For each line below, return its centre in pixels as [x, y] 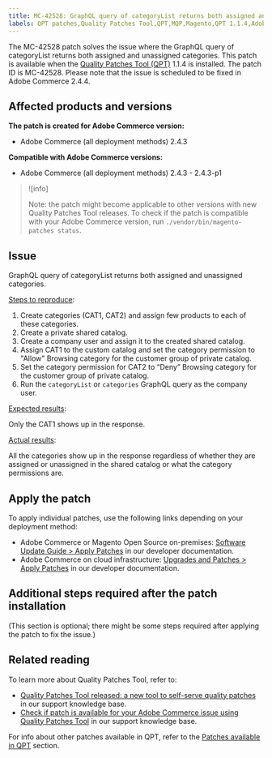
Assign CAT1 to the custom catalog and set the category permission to [137, 350]
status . [70, 230]
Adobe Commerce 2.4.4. [49, 81]
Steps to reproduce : [42, 300]
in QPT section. [34, 745]
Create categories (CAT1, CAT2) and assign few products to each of [133, 315]
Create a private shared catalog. [74, 332]
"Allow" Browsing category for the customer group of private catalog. [136, 358]
